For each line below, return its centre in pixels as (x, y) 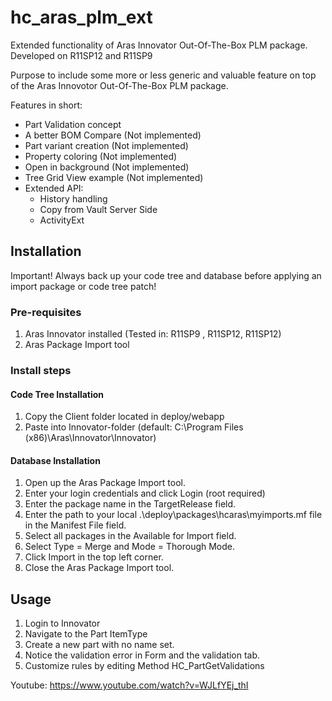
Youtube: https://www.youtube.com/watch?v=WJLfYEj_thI (129, 685)
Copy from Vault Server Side (98, 209)
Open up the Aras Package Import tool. (105, 483)
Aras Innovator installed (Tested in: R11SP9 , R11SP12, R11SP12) (153, 334)
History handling (73, 198)
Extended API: (54, 188)
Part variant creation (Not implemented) (106, 145)
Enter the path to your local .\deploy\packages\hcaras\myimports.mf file (173, 515)
